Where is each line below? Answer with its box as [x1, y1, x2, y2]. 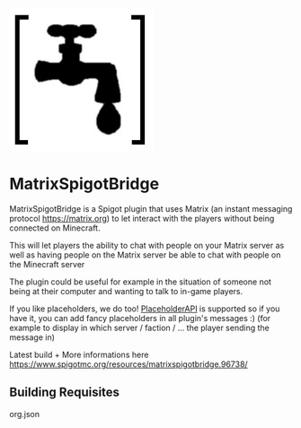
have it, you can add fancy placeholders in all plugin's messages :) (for [9, 312, 271, 323]
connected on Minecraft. [9, 223, 101, 233]
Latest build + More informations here [9, 349, 149, 360]
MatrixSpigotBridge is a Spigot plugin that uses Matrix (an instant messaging [9, 203, 293, 214]
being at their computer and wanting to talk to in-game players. [9, 285, 243, 296]
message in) [9, 331, 56, 343]
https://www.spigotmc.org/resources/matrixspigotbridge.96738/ [9, 358, 249, 370]
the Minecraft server [9, 258, 85, 269]
